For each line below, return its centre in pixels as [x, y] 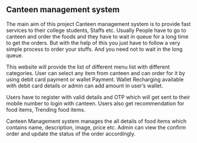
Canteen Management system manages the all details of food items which [96, 121]
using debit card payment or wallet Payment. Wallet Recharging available [95, 79]
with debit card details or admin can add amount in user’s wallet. [85, 86]
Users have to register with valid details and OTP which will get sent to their [98, 97]
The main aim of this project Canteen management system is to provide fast [98, 24]
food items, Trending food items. [46, 109]
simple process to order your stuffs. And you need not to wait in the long [94, 49]
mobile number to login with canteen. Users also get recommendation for [95, 103]
